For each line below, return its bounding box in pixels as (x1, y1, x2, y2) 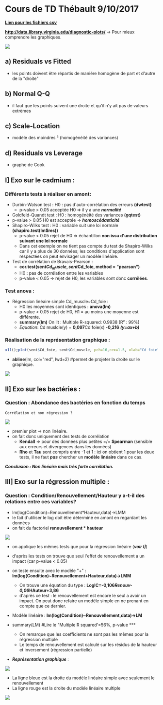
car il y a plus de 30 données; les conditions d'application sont (19, 248, 145, 254)
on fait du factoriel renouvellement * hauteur (12, 525, 103, 531)
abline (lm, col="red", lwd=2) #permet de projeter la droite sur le (12, 357, 140, 362)
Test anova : (5, 287, 35, 294)
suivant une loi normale (19, 238, 68, 244)
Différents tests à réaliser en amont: (5, 191, 91, 197)
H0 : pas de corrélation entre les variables (19, 270, 103, 276)
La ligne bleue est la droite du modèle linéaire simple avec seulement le (12, 675, 155, 681)
